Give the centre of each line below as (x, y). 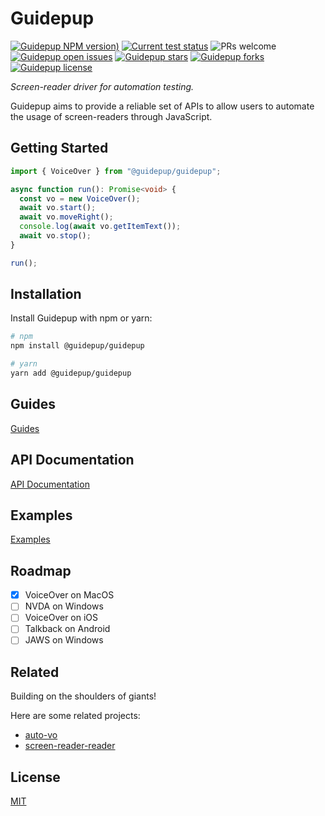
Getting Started (59, 148)
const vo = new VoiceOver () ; (80, 198)
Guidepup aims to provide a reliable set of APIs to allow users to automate (162, 106)
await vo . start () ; (58, 208)
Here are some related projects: (75, 716)
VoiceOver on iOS (61, 618)
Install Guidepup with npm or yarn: (81, 318)
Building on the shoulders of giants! (83, 696)
